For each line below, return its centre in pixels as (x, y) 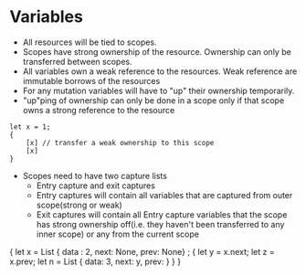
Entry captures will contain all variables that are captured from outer (164, 195)
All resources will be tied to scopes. (90, 42)
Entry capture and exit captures (95, 186)
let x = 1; (30, 127)
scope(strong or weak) (79, 205)
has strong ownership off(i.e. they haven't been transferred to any (160, 224)
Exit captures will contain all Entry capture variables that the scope (162, 214)
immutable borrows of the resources (91, 80)
